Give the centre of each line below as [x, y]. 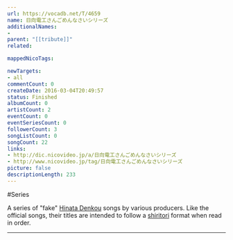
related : [20, 46]
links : [17, 149]
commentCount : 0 [31, 84]
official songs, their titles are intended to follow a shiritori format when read [114, 215]
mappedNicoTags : [31, 59]
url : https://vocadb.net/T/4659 [54, 14]
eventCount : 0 [28, 117]
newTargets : [24, 71]
